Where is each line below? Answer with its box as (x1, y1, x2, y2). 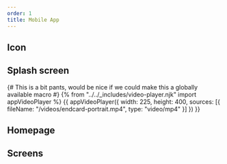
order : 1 (7, 10, 32, 17)
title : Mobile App (7, 16, 59, 23)
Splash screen (7, 65, 70, 77)
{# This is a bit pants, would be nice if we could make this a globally (7, 83, 198, 91)
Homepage (7, 124, 55, 137)
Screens (7, 148, 43, 159)
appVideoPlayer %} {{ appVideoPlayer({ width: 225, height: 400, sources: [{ (7, 97, 221, 106)
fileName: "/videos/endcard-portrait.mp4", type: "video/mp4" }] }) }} (7, 105, 200, 113)
